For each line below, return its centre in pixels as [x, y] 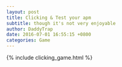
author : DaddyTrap [30, 29]
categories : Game [28, 40]
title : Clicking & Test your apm [49, 18]
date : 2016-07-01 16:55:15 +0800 [49, 35]
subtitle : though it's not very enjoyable [61, 23]
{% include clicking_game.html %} [49, 58]
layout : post [23, 12]
